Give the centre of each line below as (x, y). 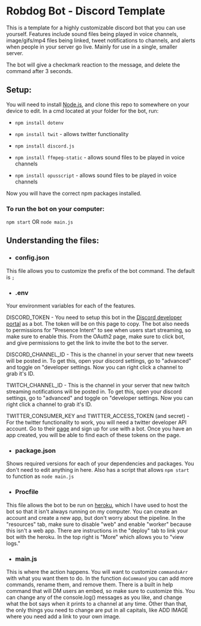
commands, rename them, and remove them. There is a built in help (90, 584)
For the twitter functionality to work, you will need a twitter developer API (97, 422)
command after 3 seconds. (40, 71)
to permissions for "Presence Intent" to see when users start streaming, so (99, 330)
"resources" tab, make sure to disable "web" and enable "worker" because (99, 524)
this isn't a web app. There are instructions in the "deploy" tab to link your (97, 530)
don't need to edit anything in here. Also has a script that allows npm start (98, 470)
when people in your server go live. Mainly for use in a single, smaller (92, 47)
